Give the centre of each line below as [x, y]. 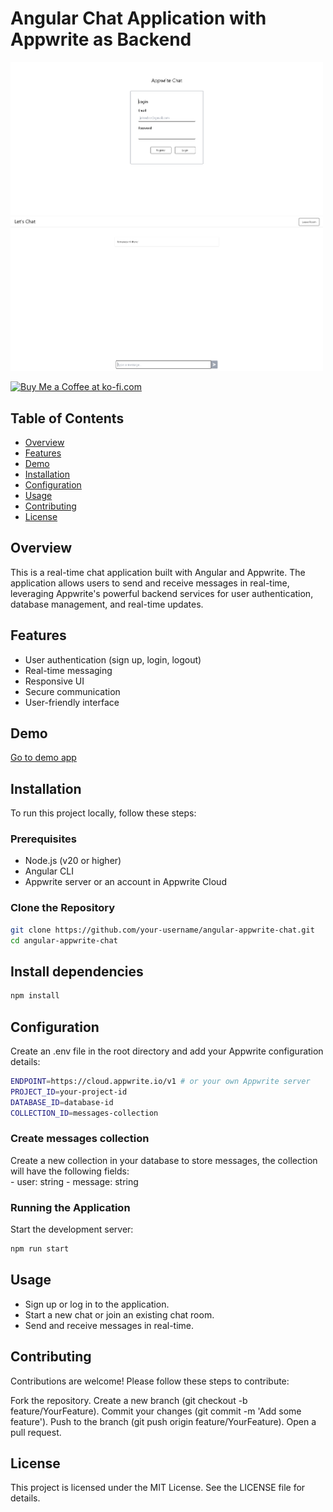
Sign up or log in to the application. [97, 1304]
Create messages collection [80, 1139]
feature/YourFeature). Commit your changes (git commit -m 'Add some [156, 1411]
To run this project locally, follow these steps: [103, 813]
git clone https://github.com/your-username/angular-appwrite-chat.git [162, 930]
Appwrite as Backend [101, 39]
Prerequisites [43, 839]
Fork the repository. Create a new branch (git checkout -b [129, 1400]
